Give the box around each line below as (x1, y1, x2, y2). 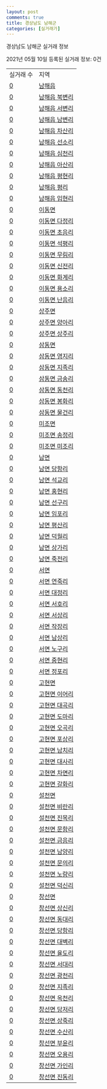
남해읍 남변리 (38, 115, 74, 124)
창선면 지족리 (38, 983, 74, 991)
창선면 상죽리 (38, 1016, 74, 1025)
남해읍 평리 (38, 183, 69, 192)
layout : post (6, 8, 39, 15)
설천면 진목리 (38, 814, 74, 822)
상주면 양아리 (38, 318, 74, 327)
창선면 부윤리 (38, 1039, 74, 1048)
